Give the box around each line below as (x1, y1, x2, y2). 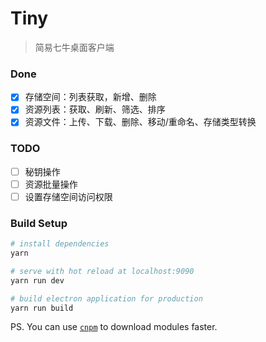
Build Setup (10, 216, 68, 230)
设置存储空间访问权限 (24, 190, 113, 202)
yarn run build (10, 303, 74, 313)
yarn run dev (10, 275, 65, 286)
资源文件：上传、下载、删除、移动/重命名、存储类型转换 (24, 116, 257, 128)
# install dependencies (10, 239, 110, 249)
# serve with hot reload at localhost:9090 (10, 266, 195, 276)
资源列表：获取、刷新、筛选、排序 (24, 103, 166, 116)
